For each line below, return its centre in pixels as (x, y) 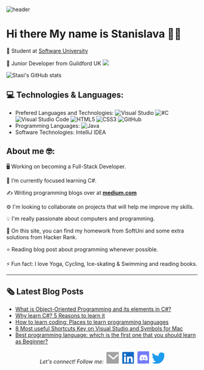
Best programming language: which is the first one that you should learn (105, 335)
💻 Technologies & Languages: (65, 95)
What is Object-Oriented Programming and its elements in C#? (93, 309)
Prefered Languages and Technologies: (64, 113)
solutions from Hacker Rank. (42, 237)
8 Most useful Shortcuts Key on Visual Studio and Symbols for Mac (99, 329)
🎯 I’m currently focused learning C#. (52, 180)
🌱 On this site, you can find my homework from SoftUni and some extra (95, 231)
